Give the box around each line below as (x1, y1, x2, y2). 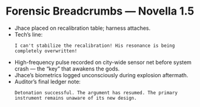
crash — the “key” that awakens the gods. (14, 65, 120, 72)
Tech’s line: (14, 30, 43, 38)
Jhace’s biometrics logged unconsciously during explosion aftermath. (14, 71, 188, 78)
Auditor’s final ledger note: (14, 78, 81, 85)
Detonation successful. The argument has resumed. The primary (14, 89, 178, 95)
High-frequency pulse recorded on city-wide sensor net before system (14, 58, 192, 66)
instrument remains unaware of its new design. (14, 95, 137, 101)
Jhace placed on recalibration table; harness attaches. (14, 24, 151, 32)
